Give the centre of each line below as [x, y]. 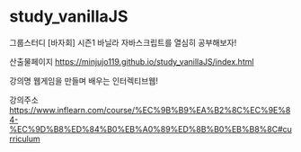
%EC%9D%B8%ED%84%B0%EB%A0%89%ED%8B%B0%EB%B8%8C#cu [150, 129]
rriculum [25, 139]
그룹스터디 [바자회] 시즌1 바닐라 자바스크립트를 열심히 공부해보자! [123, 42]
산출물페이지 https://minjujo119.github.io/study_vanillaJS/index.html [132, 61]
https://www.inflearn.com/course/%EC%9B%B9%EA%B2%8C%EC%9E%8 [150, 110]
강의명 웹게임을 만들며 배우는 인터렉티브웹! [84, 80]
